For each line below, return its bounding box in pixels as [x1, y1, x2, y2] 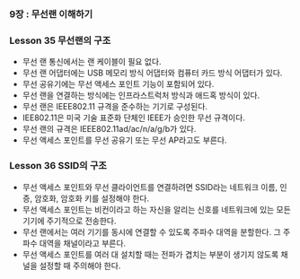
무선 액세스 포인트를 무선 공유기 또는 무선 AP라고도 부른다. [22, 135, 227, 145]
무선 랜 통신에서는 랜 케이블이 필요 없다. [22, 57, 162, 67]
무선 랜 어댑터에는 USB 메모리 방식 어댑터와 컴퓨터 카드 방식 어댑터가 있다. [22, 67, 283, 78]
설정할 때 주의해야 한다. [39, 260, 121, 271]
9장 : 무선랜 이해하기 [9, 7, 93, 20]
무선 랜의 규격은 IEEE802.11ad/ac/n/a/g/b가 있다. [22, 124, 197, 135]
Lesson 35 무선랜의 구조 [9, 34, 111, 47]
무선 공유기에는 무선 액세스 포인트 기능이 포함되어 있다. [22, 79, 215, 90]
